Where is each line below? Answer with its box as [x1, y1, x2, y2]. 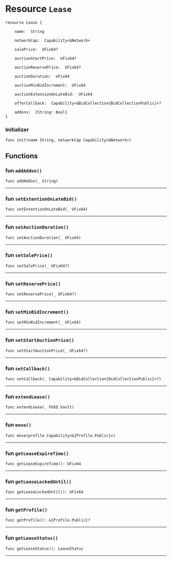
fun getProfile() [5, 506, 48, 513]
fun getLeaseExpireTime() [5, 449, 69, 456]
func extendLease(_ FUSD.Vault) [5, 405, 74, 410]
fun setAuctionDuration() [5, 223, 69, 231]
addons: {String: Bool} [14, 110, 68, 115]
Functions [5, 152, 38, 160]
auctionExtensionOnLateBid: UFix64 [14, 92, 93, 97]
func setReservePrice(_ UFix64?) [5, 292, 77, 297]
